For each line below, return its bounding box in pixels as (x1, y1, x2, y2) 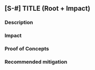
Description (4, 19, 33, 26)
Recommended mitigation (4, 59, 68, 66)
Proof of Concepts (4, 46, 49, 52)
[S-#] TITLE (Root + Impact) (4, 4, 91, 13)
